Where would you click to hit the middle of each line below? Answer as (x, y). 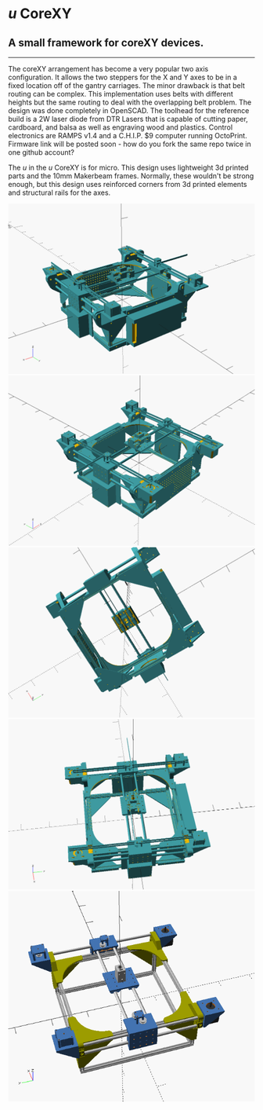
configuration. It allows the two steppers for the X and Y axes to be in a (122, 77)
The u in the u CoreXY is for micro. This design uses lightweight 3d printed (128, 167)
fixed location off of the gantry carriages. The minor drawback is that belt (126, 86)
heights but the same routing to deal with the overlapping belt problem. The (130, 102)
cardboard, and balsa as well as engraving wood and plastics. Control (121, 127)
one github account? (41, 152)
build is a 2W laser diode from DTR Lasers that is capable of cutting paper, (128, 119)
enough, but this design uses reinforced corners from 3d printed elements (128, 184)
